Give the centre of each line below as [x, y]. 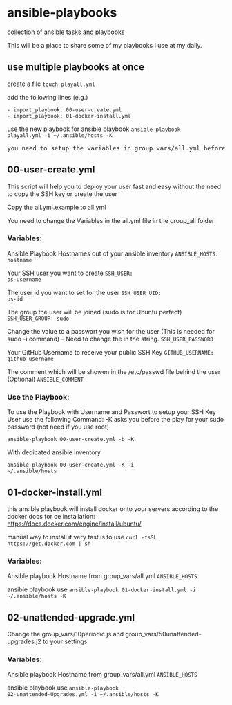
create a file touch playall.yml [51, 84]
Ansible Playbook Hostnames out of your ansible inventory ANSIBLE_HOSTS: [113, 253]
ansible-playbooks [62, 13]
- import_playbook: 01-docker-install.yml [69, 116]
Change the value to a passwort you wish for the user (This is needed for [111, 331]
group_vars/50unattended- [163, 634]
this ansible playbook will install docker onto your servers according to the [113, 509]
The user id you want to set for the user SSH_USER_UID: [84, 292]
